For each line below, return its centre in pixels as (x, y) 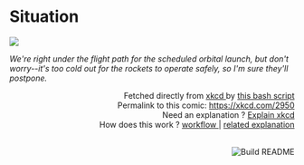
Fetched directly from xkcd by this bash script (209, 95)
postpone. (28, 78)
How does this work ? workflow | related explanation (197, 124)
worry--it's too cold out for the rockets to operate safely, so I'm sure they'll (149, 68)
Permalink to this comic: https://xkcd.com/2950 (206, 105)
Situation (44, 17)
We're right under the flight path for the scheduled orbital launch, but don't (149, 58)
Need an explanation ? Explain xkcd (228, 114)
